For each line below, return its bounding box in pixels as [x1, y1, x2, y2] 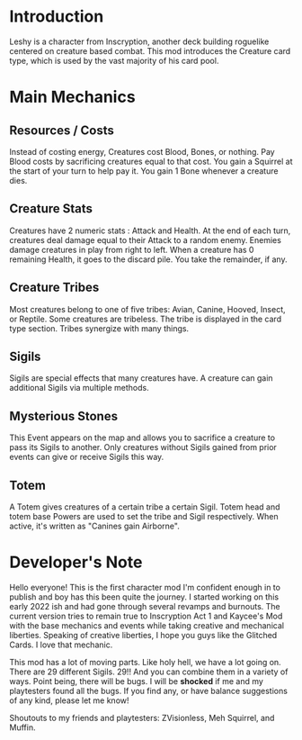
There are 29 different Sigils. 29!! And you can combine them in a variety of [9, 666, 289, 677]
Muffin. [9, 722, 36, 733]
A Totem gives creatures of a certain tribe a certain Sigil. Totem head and [9, 501, 280, 512]
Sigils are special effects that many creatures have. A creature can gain [9, 373, 273, 384]
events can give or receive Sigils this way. [9, 452, 164, 463]
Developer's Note [9, 552, 143, 573]
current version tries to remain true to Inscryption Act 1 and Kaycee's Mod [9, 610, 283, 621]
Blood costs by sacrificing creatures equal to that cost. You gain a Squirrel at [9, 156, 294, 167]
